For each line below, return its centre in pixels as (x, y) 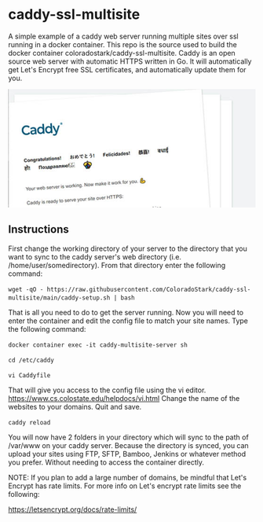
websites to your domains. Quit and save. (75, 406)
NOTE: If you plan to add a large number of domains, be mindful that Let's (128, 477)
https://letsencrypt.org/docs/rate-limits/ (73, 509)
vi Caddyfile (29, 375)
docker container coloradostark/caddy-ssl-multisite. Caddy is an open (122, 53)
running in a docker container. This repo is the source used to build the (123, 44)
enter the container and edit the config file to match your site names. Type (128, 321)
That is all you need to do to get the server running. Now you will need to (126, 312)
